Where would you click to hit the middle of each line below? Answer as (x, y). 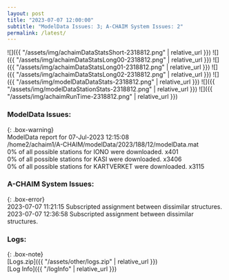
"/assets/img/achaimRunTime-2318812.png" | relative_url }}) (92, 97)
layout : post (26, 13)
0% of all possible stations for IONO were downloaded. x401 (93, 151)
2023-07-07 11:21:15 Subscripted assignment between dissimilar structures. (115, 206)
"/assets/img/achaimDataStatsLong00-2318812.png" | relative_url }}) (114, 60)
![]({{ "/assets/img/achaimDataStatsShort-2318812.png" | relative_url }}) (109, 53)
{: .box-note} (25, 254)
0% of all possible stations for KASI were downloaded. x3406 (94, 159)
